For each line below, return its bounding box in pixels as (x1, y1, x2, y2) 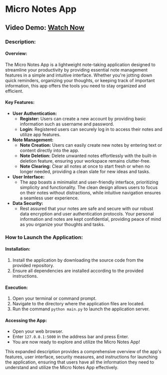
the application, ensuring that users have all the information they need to (5, 359, 155, 365)
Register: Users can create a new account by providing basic (19, 115, 146, 121)
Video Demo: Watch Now (5, 23, 85, 32)
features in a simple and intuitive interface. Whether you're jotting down (5, 72, 153, 78)
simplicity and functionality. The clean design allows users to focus (19, 184, 158, 190)
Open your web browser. (12, 328, 63, 334)
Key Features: (5, 99, 35, 105)
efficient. (5, 88, 23, 94)
